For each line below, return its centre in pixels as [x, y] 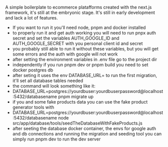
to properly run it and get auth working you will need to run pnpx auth [84, 33]
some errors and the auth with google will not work [65, 54]
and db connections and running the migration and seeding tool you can [87, 134]
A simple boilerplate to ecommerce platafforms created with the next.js [78, 7]
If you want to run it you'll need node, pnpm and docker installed [79, 27]
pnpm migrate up [76, 96]
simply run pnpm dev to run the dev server [57, 139]
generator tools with [33, 107]
